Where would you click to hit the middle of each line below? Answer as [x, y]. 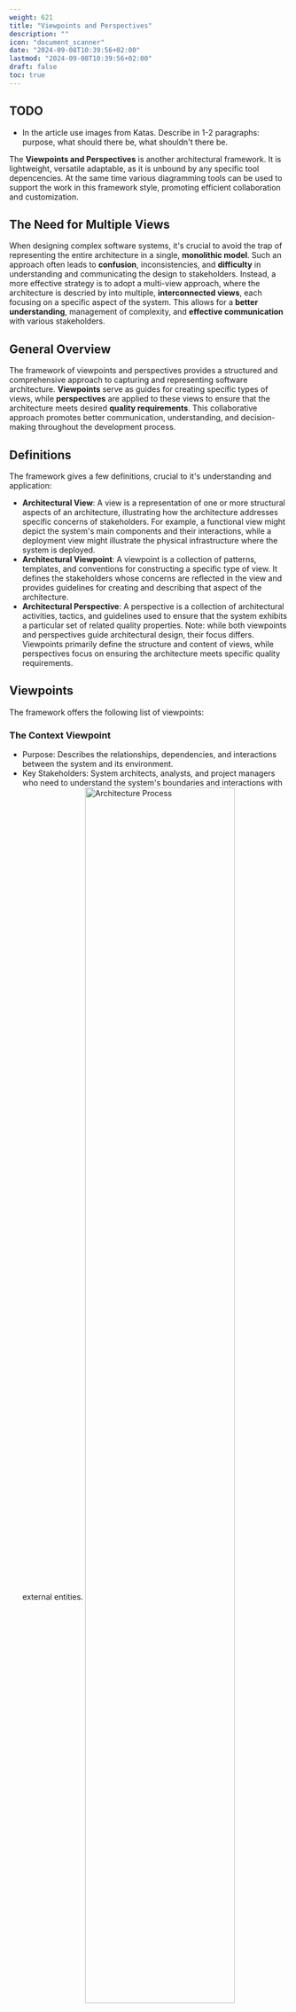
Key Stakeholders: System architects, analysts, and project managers [148, 773]
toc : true [27, 75]
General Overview [60, 349]
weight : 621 [31, 17]
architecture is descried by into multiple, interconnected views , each [136, 293]
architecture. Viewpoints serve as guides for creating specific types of [139, 389]
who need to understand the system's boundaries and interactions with [152, 783]
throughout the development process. [107, 427]
